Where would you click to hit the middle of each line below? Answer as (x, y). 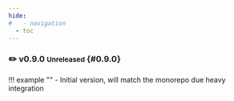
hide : (17, 16)
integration (26, 88)
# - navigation (37, 23)
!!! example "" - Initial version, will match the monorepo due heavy (117, 79)
